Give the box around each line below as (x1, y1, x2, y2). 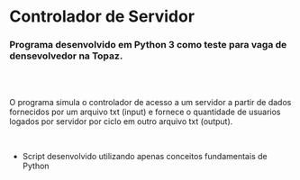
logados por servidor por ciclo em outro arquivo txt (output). (9, 116, 233, 127)
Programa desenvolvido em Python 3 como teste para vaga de (9, 39, 287, 51)
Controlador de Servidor (9, 6, 195, 27)
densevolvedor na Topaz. (9, 49, 123, 62)
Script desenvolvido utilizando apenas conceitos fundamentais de (22, 151, 268, 162)
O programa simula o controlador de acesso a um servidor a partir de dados (9, 97, 292, 108)
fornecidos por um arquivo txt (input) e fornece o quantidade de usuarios (9, 106, 281, 118)
